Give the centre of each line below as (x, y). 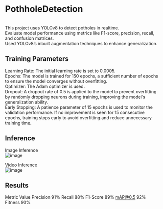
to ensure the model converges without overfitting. (56, 81)
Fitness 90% (18, 203)
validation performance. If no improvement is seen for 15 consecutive (75, 112)
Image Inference (22, 150)
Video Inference (21, 165)
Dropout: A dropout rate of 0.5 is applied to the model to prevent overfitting (81, 91)
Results (17, 185)
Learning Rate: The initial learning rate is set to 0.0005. (60, 71)
